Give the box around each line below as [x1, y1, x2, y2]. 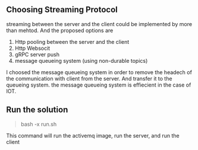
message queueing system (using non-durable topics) [14, 57, 148, 64]
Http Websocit [14, 44, 51, 52]
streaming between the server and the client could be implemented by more [6, 20, 192, 27]
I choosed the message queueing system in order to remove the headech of [6, 68, 192, 76]
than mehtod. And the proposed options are [6, 27, 114, 34]
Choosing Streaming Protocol [6, 5, 118, 15]
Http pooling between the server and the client [14, 38, 130, 45]
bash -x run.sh [20, 120, 57, 127]
